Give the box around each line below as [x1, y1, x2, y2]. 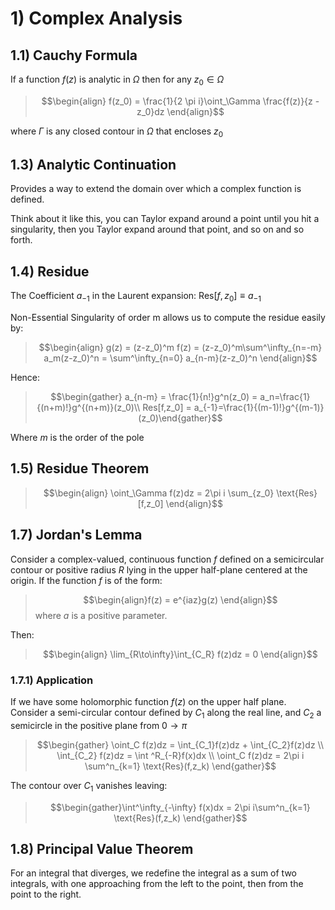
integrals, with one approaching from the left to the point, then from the [10, 878, 304, 890]
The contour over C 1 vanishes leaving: [10, 779, 168, 794]
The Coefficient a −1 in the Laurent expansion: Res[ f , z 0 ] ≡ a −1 [10, 290, 262, 304]
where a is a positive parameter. [34, 609, 168, 621]
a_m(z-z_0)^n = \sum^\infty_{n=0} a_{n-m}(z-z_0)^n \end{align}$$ [43, 352, 318, 364]
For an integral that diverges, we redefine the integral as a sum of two [10, 867, 298, 879]
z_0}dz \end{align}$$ [136, 105, 225, 117]
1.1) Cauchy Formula [10, 47, 138, 64]
